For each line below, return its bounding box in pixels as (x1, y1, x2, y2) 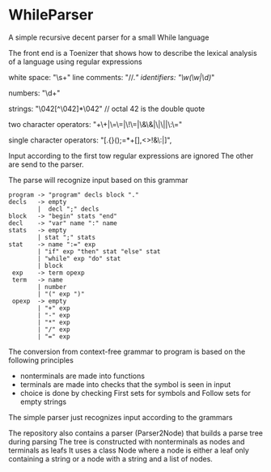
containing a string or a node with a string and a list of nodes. (8, 453, 213, 463)
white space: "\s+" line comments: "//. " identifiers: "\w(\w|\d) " (8, 72, 215, 82)
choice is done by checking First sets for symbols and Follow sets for (19, 388, 251, 398)
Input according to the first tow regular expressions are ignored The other (8, 151, 254, 160)
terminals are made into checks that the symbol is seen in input (19, 379, 231, 389)
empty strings (19, 397, 67, 406)
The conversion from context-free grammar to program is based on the (8, 347, 246, 356)
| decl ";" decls (37, 205, 100, 213)
